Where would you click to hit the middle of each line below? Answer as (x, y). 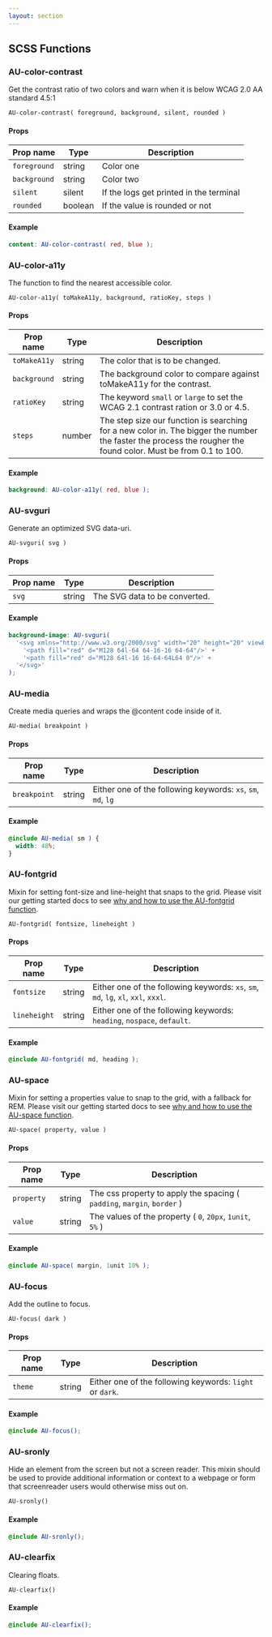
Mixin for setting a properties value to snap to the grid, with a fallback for (130, 1098)
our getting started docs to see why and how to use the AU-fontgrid (121, 900)
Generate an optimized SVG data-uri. (70, 529)
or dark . (104, 1392)
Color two (120, 179)
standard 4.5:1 (32, 98)
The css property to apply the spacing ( (165, 1193)
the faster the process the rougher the (172, 441)
